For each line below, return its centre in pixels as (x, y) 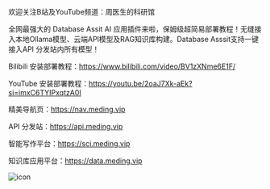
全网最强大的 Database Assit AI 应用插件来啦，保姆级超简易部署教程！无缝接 (135, 29)
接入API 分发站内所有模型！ (54, 49)
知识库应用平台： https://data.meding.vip (75, 161)
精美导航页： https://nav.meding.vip (67, 109)
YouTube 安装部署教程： (49, 84)
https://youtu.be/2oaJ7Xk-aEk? (140, 84)
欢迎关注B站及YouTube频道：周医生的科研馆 (82, 12)
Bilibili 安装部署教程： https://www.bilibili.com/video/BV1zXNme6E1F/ (122, 66)
